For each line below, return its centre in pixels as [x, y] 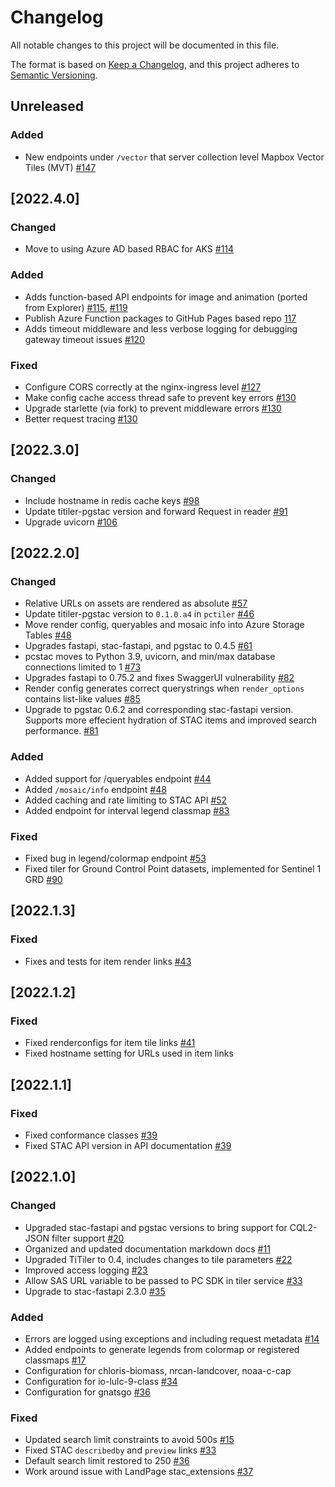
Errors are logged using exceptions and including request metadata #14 [172, 1338]
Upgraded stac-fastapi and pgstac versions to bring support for [156, 1227]
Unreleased [47, 106]
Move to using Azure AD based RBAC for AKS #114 [129, 249]
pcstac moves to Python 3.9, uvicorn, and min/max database [150, 657]
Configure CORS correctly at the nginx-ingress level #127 [143, 387]
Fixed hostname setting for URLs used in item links [129, 1053]
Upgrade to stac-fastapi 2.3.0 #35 [95, 1291]
